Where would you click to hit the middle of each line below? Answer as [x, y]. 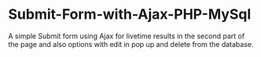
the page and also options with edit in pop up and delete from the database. [131, 44]
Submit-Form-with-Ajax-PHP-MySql [130, 14]
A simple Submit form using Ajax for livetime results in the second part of [127, 36]
